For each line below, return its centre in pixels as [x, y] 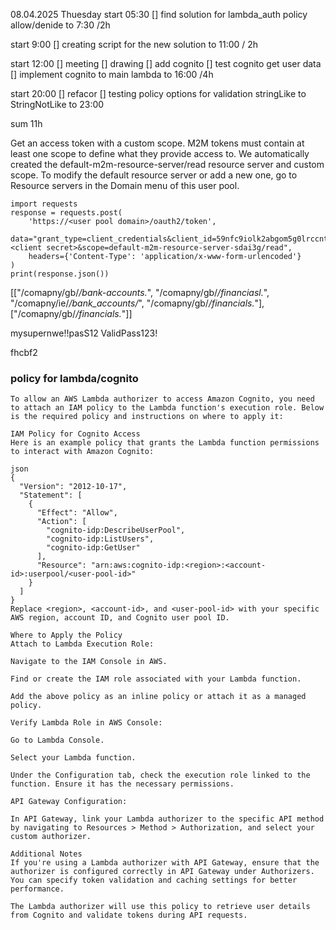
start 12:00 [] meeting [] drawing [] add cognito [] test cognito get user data [166, 63]
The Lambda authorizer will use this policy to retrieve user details [160, 907]
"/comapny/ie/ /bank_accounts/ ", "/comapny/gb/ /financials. [132, 303]
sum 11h [26, 123]
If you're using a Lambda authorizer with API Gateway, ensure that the [165, 863]
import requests [44, 204]
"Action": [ [61, 522]
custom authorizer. [51, 837]
